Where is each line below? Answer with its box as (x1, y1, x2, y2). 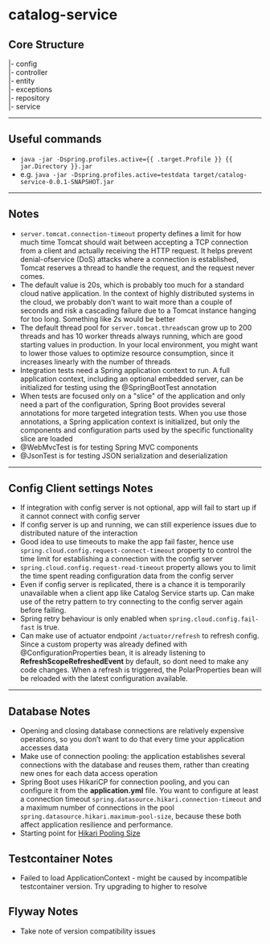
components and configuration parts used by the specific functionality (19, 425, 254, 435)
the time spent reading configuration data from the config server (19, 571, 235, 581)
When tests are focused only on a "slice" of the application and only (19, 391, 246, 400)
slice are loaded (19, 433, 74, 443)
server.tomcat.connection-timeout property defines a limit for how (19, 228, 242, 238)
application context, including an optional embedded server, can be (19, 374, 243, 384)
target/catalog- (192, 170, 247, 179)
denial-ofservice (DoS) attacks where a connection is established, (19, 254, 239, 264)
